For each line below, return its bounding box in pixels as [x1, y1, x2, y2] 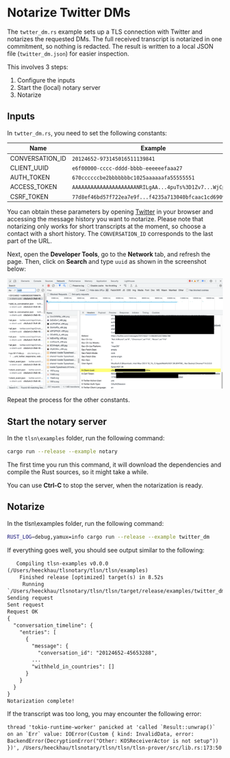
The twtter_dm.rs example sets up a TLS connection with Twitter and [7, 27, 203, 36]
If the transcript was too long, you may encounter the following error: [7, 709, 202, 717]
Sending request [7, 594, 53, 601]
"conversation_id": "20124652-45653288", [37, 649, 157, 656]
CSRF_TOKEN [10, 192, 49, 201]
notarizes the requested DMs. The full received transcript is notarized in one [7, 34, 222, 43]
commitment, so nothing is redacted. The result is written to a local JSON [7, 42, 214, 50]
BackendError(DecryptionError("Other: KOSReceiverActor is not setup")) [7, 737, 219, 744]
